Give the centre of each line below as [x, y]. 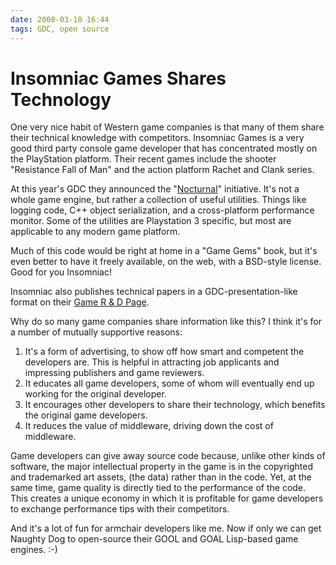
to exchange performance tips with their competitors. [120, 509]
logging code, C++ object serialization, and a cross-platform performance [162, 210]
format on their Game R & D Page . [80, 302]
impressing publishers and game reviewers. [114, 373]
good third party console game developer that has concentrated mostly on [164, 148]
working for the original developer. [95, 394]
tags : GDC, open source [60, 29]
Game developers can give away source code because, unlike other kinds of [168, 456]
